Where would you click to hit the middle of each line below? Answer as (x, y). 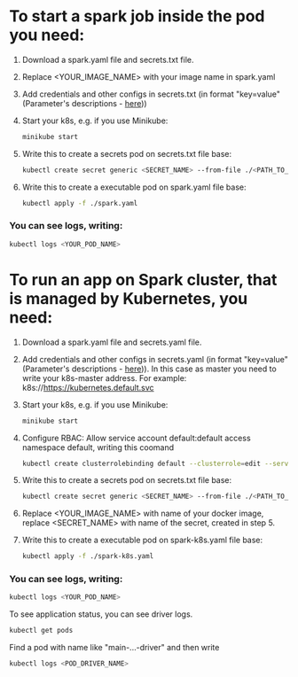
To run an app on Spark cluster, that (143, 280)
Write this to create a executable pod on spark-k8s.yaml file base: (142, 540)
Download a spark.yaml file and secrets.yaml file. (112, 342)
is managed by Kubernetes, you (129, 298)
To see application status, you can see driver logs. (101, 614)
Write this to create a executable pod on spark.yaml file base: (134, 187)
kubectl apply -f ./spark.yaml (80, 203)
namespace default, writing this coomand (98, 447)
